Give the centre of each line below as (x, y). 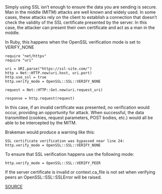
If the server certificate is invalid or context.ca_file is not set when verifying (80, 172)
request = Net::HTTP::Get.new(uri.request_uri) (54, 90)
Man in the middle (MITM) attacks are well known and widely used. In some (81, 12)
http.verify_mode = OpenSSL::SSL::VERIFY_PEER (53, 163)
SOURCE (14, 187)
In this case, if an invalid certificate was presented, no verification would (77, 107)
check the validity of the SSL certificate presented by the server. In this (76, 22)
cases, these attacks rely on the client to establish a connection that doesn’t (81, 17)
